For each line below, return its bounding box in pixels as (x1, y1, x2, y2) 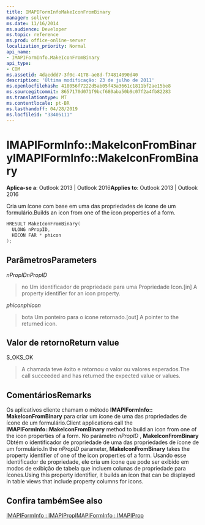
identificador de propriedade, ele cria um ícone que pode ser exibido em (6, 458, 189, 466)
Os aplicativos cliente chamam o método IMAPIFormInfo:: (6, 406, 153, 414)
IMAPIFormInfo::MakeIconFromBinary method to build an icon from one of (6, 426, 197, 433)
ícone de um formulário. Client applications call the (6, 419, 133, 426)
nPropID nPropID (6, 271, 48, 279)
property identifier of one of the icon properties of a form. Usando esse (6, 451, 187, 459)
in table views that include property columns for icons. (6, 478, 144, 485)
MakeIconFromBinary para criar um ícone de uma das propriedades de (6, 413, 187, 420)
